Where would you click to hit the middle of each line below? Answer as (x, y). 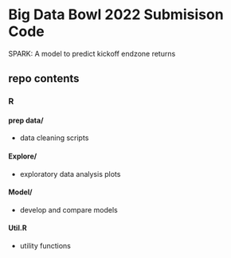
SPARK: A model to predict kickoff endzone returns (92, 53)
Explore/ (23, 156)
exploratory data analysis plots (70, 174)
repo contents (44, 78)
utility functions (45, 246)
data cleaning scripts (54, 138)
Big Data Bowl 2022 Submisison (116, 15)
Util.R (18, 228)
